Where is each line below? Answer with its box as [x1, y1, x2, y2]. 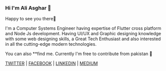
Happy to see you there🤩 [5, 16, 56, 22]
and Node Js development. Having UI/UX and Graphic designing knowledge [5, 31, 162, 37]
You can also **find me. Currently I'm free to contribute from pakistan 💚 [5, 51, 153, 57]
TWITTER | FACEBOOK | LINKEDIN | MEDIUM [5, 61, 98, 67]
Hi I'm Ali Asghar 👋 [5, 4, 51, 11]
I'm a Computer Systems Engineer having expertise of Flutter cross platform [5, 25, 162, 31]
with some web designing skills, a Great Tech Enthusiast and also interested [5, 36, 161, 42]
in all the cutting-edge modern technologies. [5, 41, 97, 47]
